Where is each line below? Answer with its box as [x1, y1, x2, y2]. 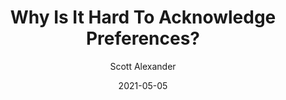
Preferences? [85, 27, 201, 50]
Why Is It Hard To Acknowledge [9, 6, 277, 29]
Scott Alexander [109, 60, 177, 72]
